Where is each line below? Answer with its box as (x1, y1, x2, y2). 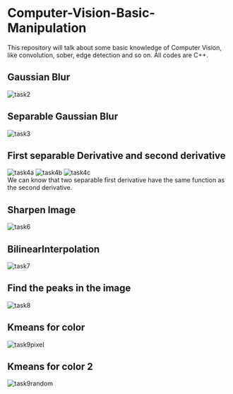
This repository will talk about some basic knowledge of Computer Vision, (7, 43, 222, 52)
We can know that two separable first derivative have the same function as (7, 176, 225, 184)
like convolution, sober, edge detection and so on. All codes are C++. (7, 51, 208, 59)
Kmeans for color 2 (7, 361, 93, 373)
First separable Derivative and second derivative (7, 150, 226, 162)
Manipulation (7, 20, 87, 36)
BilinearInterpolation (7, 243, 100, 255)
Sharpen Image (7, 203, 76, 216)
